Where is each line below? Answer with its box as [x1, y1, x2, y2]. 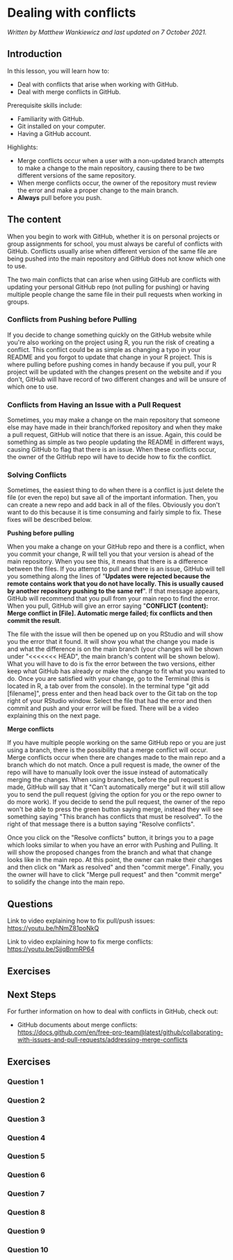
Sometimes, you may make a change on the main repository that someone [7, 416, 220, 424]
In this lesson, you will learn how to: [7, 66, 110, 75]
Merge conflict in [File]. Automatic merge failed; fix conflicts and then [7, 609, 214, 617]
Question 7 [7, 1189, 45, 1199]
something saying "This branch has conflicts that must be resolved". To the [7, 813, 223, 821]
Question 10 [7, 1245, 49, 1255]
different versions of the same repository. [17, 171, 136, 179]
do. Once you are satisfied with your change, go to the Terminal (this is [7, 675, 211, 683]
